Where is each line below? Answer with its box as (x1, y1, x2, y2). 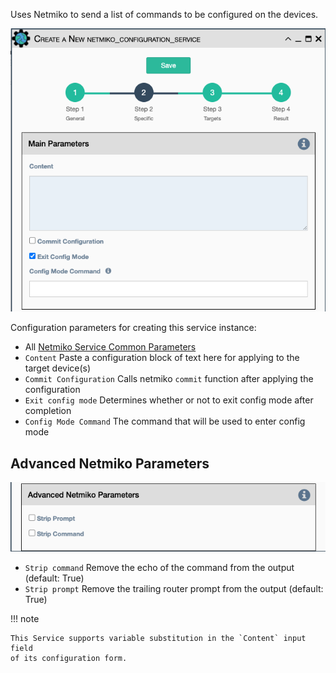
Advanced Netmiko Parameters (10, 455, 210, 472)
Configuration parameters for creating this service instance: (10, 322, 257, 334)
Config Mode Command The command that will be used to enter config (24, 415, 306, 428)
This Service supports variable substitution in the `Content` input (10, 634, 307, 644)
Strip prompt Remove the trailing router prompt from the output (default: (24, 583, 324, 595)
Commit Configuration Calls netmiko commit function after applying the (24, 373, 314, 385)
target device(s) (24, 362, 92, 374)
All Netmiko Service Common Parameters (24, 341, 197, 353)
